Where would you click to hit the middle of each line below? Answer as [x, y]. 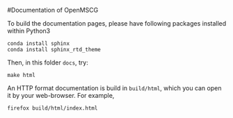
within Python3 [29, 31]
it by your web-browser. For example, [61, 95]
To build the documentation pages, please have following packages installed [117, 23]
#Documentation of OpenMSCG [53, 10]
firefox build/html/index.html [53, 108]
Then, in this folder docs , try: [48, 62]
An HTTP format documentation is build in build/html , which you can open [114, 88]
